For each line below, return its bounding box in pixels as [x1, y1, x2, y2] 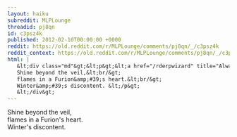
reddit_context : [7, 50, 55, 57]
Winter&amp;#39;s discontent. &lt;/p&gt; [16, 82, 140, 89]
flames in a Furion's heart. [7, 115, 83, 124]
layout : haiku [7, 10, 49, 18]
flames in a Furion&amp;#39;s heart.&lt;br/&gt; [16, 75, 162, 83]
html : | [7, 56, 30, 63]
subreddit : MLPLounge [7, 17, 71, 24]
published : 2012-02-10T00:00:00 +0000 [7, 37, 121, 44]
